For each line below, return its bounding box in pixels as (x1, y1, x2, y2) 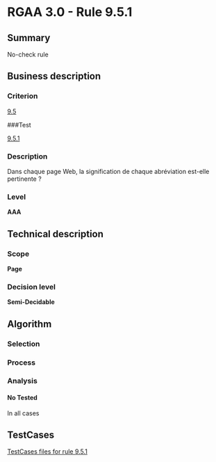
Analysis (7, 376, 38, 386)
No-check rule (7, 50, 49, 58)
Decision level (7, 282, 56, 292)
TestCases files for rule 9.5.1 (7, 447, 88, 456)
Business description (7, 70, 101, 82)
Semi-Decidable (7, 298, 56, 306)
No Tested (7, 394, 38, 402)
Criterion (7, 91, 38, 101)
